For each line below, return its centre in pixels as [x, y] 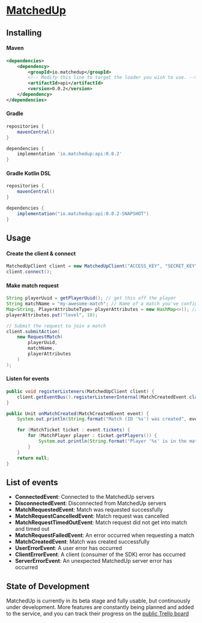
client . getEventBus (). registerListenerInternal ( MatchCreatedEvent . [103, 397]
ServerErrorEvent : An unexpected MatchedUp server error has [93, 561]
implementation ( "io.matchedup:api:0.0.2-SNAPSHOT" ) [83, 214]
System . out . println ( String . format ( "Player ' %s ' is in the [112, 441]
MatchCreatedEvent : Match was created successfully [82, 542]
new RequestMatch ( [40, 337]
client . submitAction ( [33, 331]
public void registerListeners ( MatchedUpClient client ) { [80, 391]
